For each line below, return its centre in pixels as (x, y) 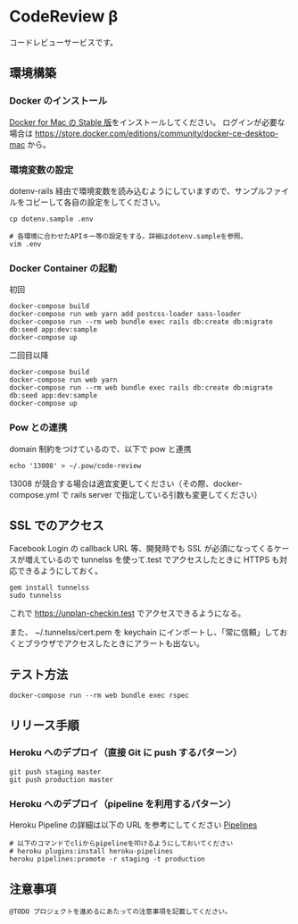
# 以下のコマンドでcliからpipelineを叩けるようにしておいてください (121, 844)
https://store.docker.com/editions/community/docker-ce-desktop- (157, 133)
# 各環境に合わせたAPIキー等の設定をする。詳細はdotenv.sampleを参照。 (128, 236)
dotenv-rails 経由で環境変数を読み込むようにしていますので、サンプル (137, 190)
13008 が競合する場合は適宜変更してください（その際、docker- (126, 483)
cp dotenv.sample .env (51, 219)
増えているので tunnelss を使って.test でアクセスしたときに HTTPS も (152, 559)
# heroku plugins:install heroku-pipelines (91, 852)
